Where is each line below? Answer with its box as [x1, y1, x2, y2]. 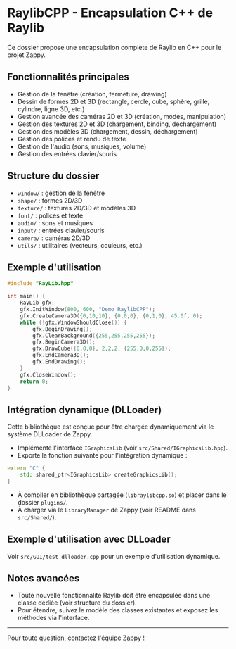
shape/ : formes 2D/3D [17, 196, 83, 205]
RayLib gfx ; [20, 299, 55, 307]
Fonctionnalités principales [7, 71, 130, 83]
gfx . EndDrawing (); [32, 358, 86, 365]
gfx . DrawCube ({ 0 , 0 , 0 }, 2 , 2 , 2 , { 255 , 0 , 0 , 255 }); [32, 345, 171, 353]
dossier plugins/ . [17, 498, 68, 506]
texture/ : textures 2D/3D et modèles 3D [17, 203, 136, 212]
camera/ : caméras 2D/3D [17, 234, 91, 242]
